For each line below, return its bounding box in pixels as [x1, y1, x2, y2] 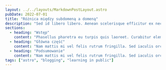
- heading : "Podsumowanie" [9, 48, 65, 53]
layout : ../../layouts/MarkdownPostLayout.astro [5, 7, 107, 12]
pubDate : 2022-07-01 [5, 12, 48, 17]
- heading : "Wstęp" [9, 30, 50, 35]
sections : [5, 26, 26, 31]
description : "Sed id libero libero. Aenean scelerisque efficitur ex [5, 21, 154, 26]
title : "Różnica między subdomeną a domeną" [5, 16, 98, 21]
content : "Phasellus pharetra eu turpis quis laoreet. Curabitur [14, 35, 152, 40]
